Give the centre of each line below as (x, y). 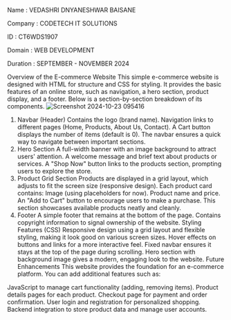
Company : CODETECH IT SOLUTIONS (62, 23)
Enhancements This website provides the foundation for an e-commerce (120, 266)
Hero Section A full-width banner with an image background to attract (117, 149)
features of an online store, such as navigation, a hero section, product (108, 92)
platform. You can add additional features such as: (89, 274)
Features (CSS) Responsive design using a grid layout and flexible (111, 230)
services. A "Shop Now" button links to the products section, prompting (119, 164)
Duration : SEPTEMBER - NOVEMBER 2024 (68, 64)
